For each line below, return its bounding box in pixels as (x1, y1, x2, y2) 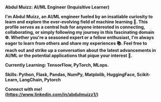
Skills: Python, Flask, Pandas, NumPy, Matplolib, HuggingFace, (5, 72, 136, 77)
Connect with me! (5, 86, 43, 92)
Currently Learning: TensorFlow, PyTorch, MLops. (5, 62, 109, 68)
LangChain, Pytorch (19, 77, 61, 82)
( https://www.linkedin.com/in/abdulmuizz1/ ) (5, 92, 99, 97)
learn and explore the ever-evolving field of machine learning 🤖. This (5, 19, 148, 25)
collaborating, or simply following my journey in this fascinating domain (5, 29, 155, 35)
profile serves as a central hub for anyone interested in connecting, (5, 24, 145, 30)
